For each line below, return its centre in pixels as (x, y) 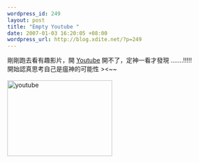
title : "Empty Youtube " (43, 26)
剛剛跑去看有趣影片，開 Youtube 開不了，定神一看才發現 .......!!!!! (99, 61)
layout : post (26, 20)
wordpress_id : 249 (34, 14)
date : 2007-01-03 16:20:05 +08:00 (58, 33)
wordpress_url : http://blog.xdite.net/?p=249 (74, 40)
